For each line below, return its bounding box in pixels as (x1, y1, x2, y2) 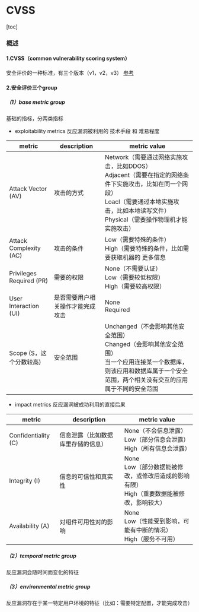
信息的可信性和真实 (59, 473, 114, 481)
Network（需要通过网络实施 (104, 153, 182, 161)
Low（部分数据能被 (124, 462, 178, 471)
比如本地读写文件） (116, 206, 171, 214)
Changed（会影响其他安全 (104, 340, 178, 348)
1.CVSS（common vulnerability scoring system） (6, 55, 130, 62)
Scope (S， (9, 348, 41, 357)
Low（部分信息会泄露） (124, 435, 190, 443)
